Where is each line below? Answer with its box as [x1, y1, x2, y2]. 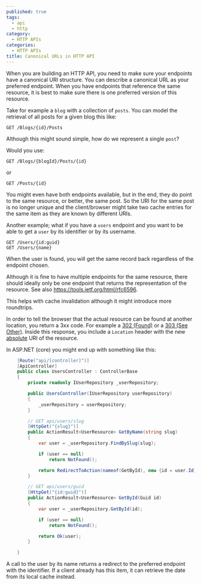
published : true [6, 8, 47, 15]
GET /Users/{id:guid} [6, 239, 60, 245]
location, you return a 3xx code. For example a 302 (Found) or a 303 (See [6, 321, 188, 329]
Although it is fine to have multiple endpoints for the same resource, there [6, 273, 188, 280]
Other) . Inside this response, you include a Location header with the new [6, 328, 185, 335]
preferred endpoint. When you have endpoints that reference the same [6, 82, 181, 90]
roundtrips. [6, 303, 34, 311]
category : [6, 31, 31, 37]
